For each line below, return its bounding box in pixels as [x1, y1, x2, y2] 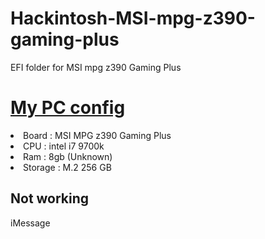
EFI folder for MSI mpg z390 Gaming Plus [10, 61, 182, 73]
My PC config [10, 97, 126, 119]
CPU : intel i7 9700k [23, 140, 105, 152]
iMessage [10, 217, 51, 229]
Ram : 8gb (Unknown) [23, 150, 113, 162]
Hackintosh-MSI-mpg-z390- [10, 7, 256, 30]
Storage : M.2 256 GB [23, 161, 112, 173]
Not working [10, 190, 90, 207]
